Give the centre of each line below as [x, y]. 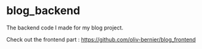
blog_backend [43, 11]
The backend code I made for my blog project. [65, 28]
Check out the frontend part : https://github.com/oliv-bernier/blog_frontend [101, 39]
